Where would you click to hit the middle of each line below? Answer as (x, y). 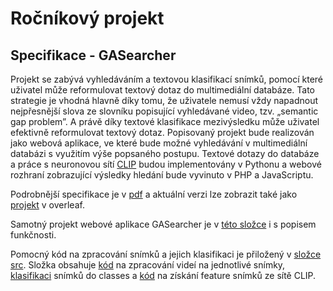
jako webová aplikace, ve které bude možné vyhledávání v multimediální (159, 143)
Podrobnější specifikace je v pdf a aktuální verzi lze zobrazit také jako (154, 194)
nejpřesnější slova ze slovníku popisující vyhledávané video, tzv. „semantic (164, 111)
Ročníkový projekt (87, 18)
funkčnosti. (33, 235)
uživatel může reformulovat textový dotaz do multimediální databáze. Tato (162, 90)
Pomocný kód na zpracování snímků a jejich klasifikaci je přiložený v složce (166, 254)
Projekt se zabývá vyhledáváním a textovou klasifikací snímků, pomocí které (166, 79)
